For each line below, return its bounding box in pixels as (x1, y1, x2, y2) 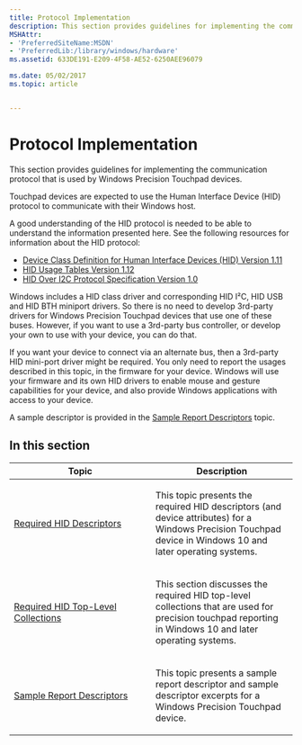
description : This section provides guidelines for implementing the (9, 22, 276, 31)
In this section (9, 438, 91, 453)
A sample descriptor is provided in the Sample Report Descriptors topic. (9, 411, 276, 423)
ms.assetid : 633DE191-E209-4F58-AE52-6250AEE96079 (9, 55, 203, 64)
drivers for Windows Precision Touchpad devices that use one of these (9, 310, 272, 320)
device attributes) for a (155, 511, 252, 524)
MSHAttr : (9, 30, 42, 39)
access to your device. (9, 394, 93, 405)
